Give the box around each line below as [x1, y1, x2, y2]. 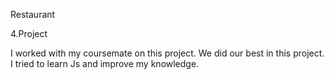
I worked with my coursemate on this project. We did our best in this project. [10, 47, 325, 59]
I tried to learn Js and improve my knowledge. [10, 58, 200, 69]
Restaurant [10, 9, 56, 20]
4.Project [10, 28, 48, 39]
